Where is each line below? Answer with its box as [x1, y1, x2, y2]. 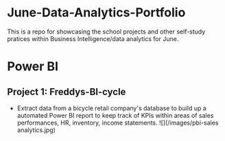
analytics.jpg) [16, 125, 56, 134]
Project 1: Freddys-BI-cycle [7, 86, 126, 97]
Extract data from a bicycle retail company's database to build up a [16, 104, 207, 112]
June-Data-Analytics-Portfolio [7, 5, 186, 21]
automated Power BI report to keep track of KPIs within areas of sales [16, 111, 214, 119]
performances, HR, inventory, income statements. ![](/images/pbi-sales [16, 118, 219, 127]
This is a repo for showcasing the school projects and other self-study [7, 27, 206, 36]
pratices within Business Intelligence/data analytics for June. [7, 34, 179, 42]
